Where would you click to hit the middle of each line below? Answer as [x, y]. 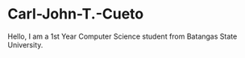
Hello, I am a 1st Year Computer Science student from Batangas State [122, 36]
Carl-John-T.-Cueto [76, 14]
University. [25, 44]
